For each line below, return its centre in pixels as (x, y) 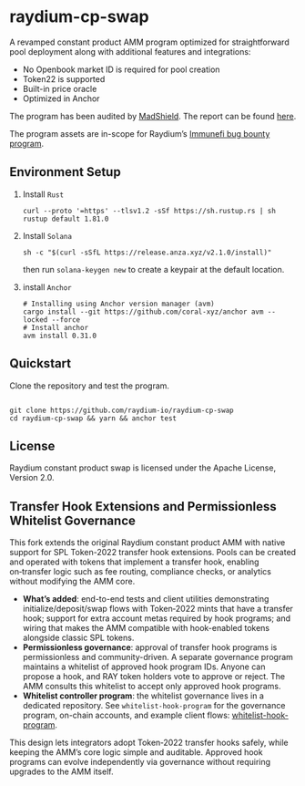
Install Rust (43, 194)
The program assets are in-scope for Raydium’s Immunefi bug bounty (140, 133)
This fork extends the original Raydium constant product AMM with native (147, 543)
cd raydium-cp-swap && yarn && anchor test (93, 418)
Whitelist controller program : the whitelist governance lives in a (143, 696)
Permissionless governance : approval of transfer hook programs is (150, 647)
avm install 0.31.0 (60, 336)
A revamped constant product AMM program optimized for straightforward (149, 42)
